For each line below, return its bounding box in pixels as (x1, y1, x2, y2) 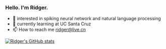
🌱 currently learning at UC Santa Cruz (12, 21, 91, 27)
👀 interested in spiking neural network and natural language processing (12, 16, 161, 22)
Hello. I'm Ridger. (5, 4, 48, 11)
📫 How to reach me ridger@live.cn (12, 27, 86, 33)
